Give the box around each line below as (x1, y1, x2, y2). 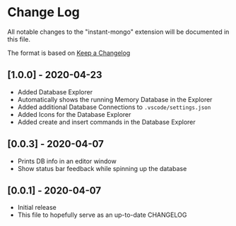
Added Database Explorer (17, 87, 93, 96)
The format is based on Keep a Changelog (7, 49, 131, 57)
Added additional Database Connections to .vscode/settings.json (17, 103, 211, 111)
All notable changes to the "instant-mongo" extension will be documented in (7, 27, 230, 36)
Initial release (17, 203, 57, 212)
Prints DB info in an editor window (17, 156, 117, 165)
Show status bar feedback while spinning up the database (17, 164, 187, 172)
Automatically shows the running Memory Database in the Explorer (17, 95, 213, 103)
